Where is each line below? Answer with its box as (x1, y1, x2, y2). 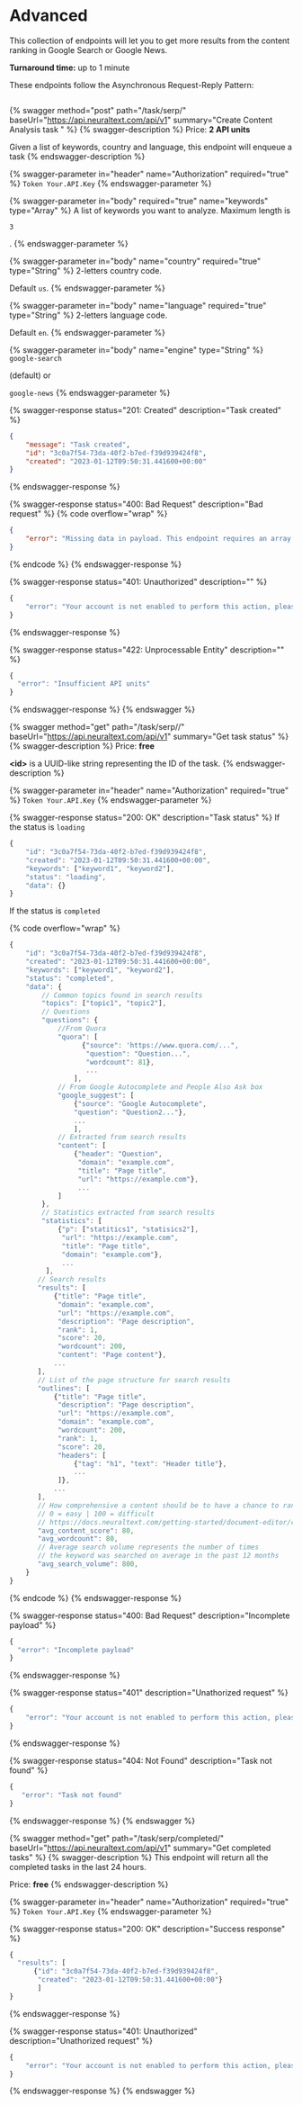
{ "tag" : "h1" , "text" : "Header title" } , (73, 1459, 227, 1468)
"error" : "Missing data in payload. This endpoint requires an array (25, 535, 292, 544)
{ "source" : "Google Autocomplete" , (73, 1099, 207, 1108)
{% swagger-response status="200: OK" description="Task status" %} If (9, 812, 280, 823)
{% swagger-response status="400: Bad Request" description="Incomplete (9, 1610, 290, 1621)
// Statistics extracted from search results (41, 1208, 216, 1218)
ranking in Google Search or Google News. (9, 44, 168, 55)
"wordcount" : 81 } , (85, 1057, 155, 1066)
